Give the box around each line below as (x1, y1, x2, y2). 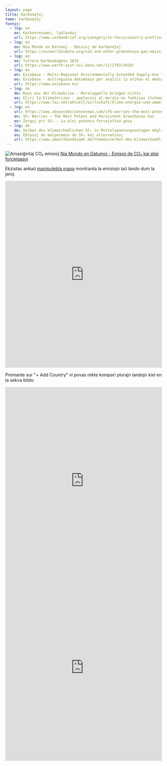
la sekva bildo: (5, 377, 35, 383)
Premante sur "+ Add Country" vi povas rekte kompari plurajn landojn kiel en (5, 372, 162, 378)
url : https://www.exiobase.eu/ (14, 81, 79, 86)
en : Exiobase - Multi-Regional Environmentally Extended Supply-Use (14, 72, 159, 77)
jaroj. (5, 171, 16, 177)
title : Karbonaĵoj (5, 12, 43, 17)
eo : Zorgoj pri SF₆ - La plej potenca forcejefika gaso (14, 118, 133, 124)
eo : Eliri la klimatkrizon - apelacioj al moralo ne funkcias (14, 95, 146, 100)
